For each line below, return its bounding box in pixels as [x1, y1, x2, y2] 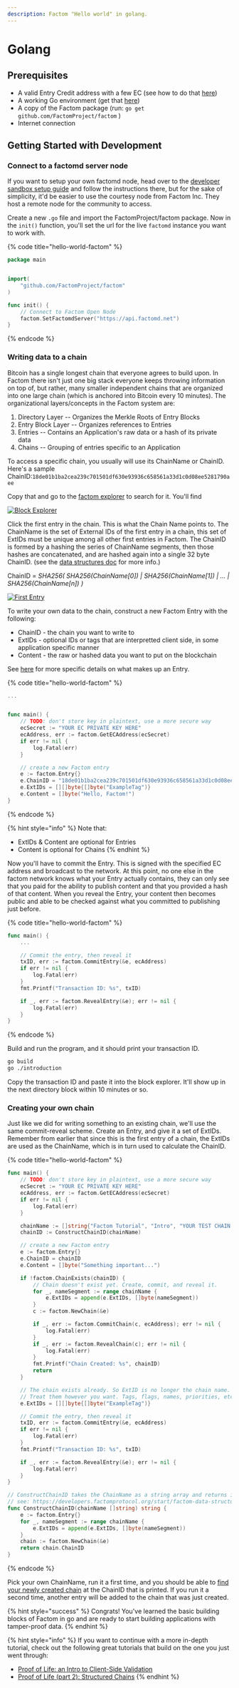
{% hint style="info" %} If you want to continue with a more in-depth [7, 1636, 208, 1644]
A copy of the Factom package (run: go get [17, 103, 144, 112]
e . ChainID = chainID [20, 1255, 81, 1263]
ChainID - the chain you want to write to [17, 628, 135, 636]
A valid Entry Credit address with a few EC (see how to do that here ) [17, 88, 218, 97]
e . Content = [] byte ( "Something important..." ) [20, 1261, 161, 1268]
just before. [7, 904, 41, 913]
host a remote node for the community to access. [7, 200, 152, 208]
